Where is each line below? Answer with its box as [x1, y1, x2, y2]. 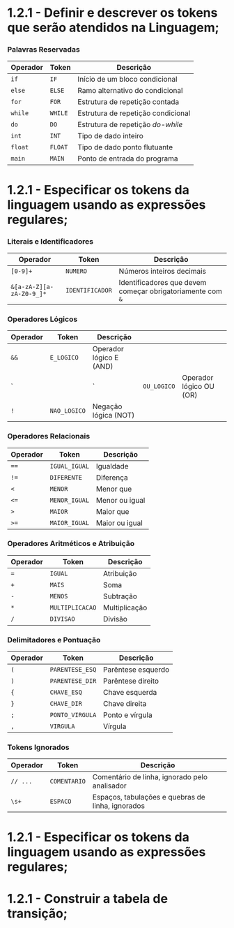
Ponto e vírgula [103, 710, 153, 720]
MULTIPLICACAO [49, 603, 97, 612]
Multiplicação [103, 603, 148, 612]
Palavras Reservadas [7, 45, 80, 54]
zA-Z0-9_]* [10, 290, 47, 297]
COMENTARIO [49, 777, 86, 786]
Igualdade [95, 461, 129, 471]
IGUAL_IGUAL [49, 462, 89, 470]
